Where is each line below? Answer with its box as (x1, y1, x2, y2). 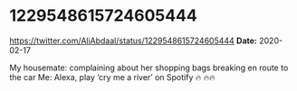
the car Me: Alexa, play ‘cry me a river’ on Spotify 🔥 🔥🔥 (9, 71, 216, 82)
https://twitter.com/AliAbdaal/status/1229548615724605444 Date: (9, 35, 258, 46)
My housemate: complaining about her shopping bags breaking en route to (9, 62, 289, 73)
